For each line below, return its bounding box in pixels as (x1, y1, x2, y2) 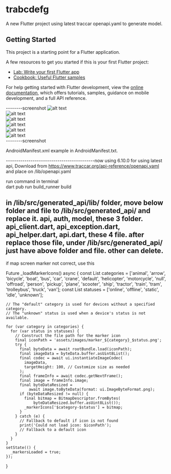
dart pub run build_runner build (6, 183, 72, 190)
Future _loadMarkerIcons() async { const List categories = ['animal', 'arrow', (6, 270, 166, 276)
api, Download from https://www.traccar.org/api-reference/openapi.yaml (6, 163, 159, 169)
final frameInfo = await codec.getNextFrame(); (19, 373, 123, 378)
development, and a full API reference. (6, 95, 87, 101)
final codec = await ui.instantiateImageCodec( (19, 355, 123, 360)
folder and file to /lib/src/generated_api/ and (6, 206, 151, 216)
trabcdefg (6, 4, 49, 15)
